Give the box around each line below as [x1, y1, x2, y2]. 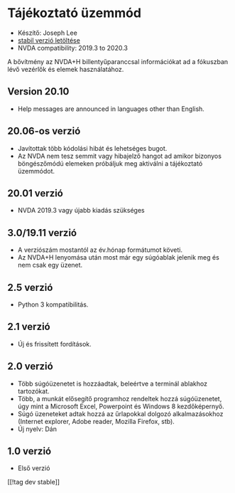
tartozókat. [17, 386, 50, 396]
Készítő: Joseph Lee [17, 28, 78, 37]
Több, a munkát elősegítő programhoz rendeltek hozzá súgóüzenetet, [17, 394, 222, 403]
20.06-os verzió [7, 125, 81, 137]
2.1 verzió [7, 321, 51, 333]
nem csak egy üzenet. [17, 261, 83, 270]
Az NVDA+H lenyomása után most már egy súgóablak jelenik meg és [17, 253, 220, 262]
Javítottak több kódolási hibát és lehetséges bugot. [17, 144, 168, 152]
